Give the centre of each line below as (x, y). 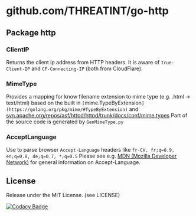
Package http (31, 33)
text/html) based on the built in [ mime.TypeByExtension (74, 103)
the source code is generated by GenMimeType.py (65, 122)
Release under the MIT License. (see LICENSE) (63, 195)
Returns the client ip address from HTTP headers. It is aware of (83, 62)
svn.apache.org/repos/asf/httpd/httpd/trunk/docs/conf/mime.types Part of (97, 116)
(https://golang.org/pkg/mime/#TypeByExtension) (67, 110)
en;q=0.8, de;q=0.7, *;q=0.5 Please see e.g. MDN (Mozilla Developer (92, 156)
